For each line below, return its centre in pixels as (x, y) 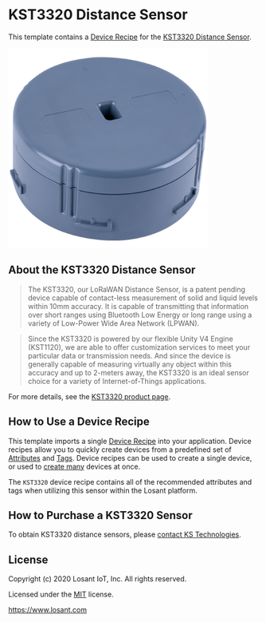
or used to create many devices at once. (74, 466)
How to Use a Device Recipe (79, 422)
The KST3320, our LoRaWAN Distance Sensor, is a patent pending (136, 289)
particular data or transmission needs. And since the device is (129, 355)
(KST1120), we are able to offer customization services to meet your (139, 347)
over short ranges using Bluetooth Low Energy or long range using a (140, 315)
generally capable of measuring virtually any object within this (130, 364)
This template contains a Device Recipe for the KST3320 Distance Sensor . (130, 37)
